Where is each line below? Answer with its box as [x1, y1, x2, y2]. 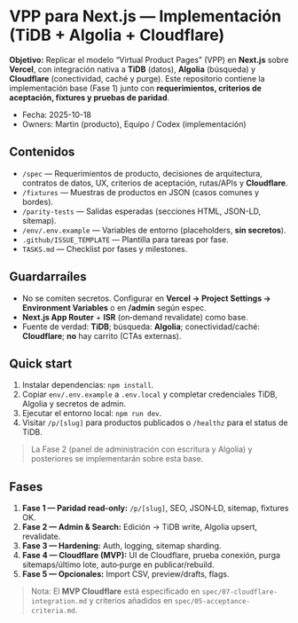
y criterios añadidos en [88, 595, 173, 606]
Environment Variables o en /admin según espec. [21, 302, 207, 312]
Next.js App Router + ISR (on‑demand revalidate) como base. [21, 311, 248, 322]
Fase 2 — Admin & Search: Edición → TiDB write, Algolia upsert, [21, 522, 258, 532]
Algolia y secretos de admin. [21, 398, 127, 409]
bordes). [21, 196, 54, 207]
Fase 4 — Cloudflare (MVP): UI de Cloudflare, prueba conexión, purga [21, 550, 281, 561]
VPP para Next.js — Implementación [9, 6, 282, 27]
